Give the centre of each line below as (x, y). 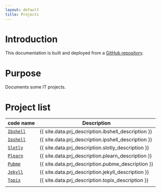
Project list (28, 107)
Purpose (23, 73)
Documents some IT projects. (35, 87)
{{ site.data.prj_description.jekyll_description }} (94, 172)
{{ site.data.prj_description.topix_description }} (94, 180)
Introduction (31, 39)
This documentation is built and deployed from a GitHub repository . (74, 53)
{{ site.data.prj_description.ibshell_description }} (96, 131)
